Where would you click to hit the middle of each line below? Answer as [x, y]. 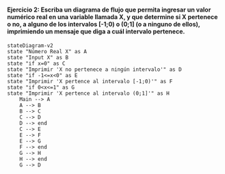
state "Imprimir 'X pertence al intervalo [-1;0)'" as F [90, 82]
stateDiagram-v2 [30, 46]
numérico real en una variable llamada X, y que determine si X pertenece [112, 16]
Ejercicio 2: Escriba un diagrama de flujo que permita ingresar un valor [109, 10]
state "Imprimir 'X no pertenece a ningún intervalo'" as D [95, 70]
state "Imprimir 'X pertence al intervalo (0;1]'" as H [88, 93]
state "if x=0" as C [37, 64]
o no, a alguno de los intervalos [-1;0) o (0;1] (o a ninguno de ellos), [104, 24]
